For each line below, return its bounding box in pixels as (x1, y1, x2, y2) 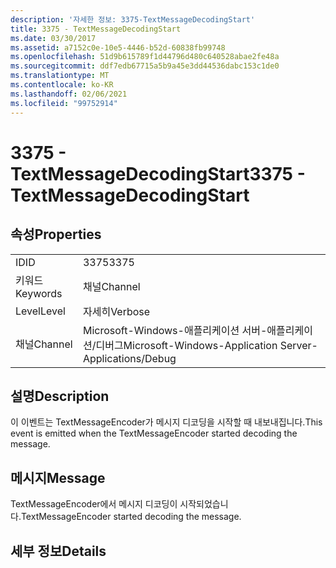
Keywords (15, 286, 63, 300)
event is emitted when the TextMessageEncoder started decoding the (10, 427, 298, 440)
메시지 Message (10, 469, 106, 486)
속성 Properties (10, 226, 102, 243)
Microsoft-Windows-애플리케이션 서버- (82, 323, 268, 337)
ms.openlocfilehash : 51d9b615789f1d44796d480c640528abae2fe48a (10, 52, 280, 62)
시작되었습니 (179, 498, 229, 510)
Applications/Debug (82, 351, 177, 365)
